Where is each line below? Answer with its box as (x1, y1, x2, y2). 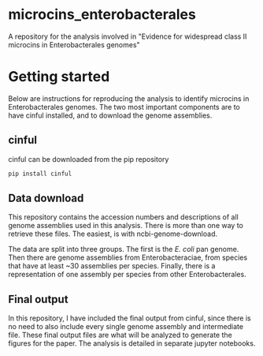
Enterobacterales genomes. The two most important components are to (8, 102, 240, 111)
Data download (8, 191, 84, 204)
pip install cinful (8, 170, 72, 178)
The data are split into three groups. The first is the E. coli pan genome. (8, 245, 239, 254)
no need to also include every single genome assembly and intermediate (8, 322, 244, 332)
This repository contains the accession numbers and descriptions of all (8, 212, 239, 222)
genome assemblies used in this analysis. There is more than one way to (8, 221, 244, 230)
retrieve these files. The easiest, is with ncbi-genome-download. (8, 229, 218, 238)
